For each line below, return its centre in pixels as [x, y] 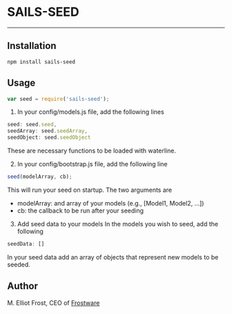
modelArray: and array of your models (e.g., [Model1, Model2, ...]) [110, 203]
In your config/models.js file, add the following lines [90, 112]
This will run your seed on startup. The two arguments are [90, 190]
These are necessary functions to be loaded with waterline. [91, 151]
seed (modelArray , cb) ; [40, 177]
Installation [32, 46]
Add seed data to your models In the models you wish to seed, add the [118, 224]
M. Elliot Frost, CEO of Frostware [54, 303]
